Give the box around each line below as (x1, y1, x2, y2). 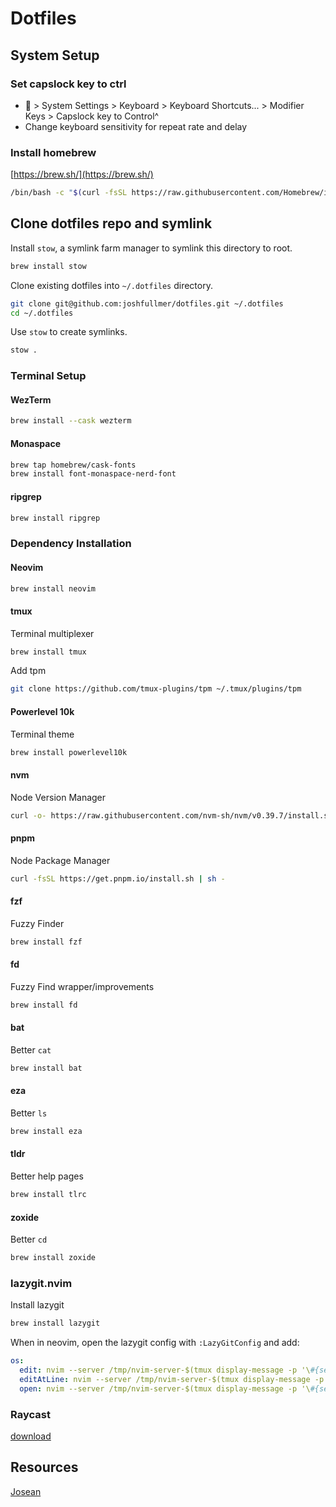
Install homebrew (10, 145, 97, 159)
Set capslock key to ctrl (10, 77, 127, 91)
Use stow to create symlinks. (10, 326, 128, 338)
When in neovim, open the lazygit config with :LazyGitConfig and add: (10, 1337, 300, 1349)
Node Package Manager (10, 854, 111, 866)
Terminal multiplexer (10, 627, 95, 639)
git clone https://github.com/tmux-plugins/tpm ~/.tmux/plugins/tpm (10, 684, 302, 694)
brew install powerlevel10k (10, 747, 128, 757)
